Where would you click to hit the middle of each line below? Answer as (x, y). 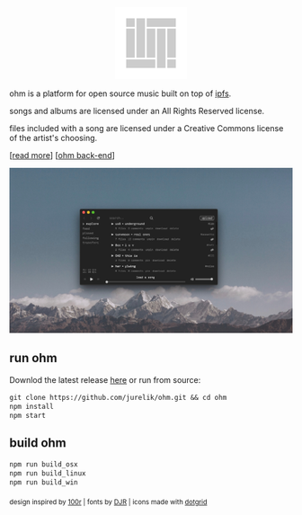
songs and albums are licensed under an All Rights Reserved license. (137, 111)
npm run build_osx (44, 465)
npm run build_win (44, 483)
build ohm (38, 443)
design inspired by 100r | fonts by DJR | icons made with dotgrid (108, 502)
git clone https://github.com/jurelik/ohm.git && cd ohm (118, 397)
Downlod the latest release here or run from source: (105, 379)
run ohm (33, 358)
